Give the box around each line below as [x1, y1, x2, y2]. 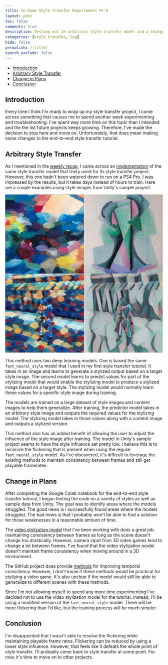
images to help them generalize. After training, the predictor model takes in [5, 405, 159, 411]
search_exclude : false [5, 50, 52, 55]
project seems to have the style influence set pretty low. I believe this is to [5, 441, 157, 447]
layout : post [5, 13, 32, 19]
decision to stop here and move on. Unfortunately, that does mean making [5, 130, 158, 136]
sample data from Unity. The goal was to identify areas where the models [5, 501, 156, 507]
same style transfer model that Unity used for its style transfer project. [5, 169, 150, 175]
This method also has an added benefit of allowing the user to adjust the [5, 431, 154, 437]
